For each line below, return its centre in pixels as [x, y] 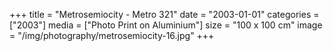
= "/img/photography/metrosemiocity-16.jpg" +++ [112, 35]
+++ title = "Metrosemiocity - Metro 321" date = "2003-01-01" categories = [164, 14]
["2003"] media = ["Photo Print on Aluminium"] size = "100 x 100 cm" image [166, 25]
